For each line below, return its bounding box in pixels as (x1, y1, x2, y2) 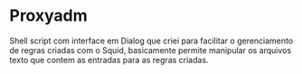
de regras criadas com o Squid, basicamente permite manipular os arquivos (9, 44, 292, 55)
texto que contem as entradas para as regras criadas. (9, 54, 210, 65)
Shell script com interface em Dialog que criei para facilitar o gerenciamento (9, 35, 294, 46)
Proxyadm (9, 5, 88, 26)
